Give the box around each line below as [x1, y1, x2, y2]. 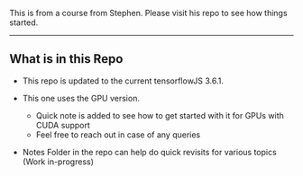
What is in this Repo [9, 51, 124, 66]
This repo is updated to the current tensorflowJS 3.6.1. [22, 75, 224, 86]
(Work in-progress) [22, 156, 95, 167]
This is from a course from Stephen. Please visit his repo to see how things [9, 8, 288, 18]
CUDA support [35, 119, 90, 130]
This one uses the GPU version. [22, 92, 140, 103]
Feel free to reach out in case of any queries [35, 129, 201, 140]
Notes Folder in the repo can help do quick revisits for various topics [22, 146, 277, 157]
